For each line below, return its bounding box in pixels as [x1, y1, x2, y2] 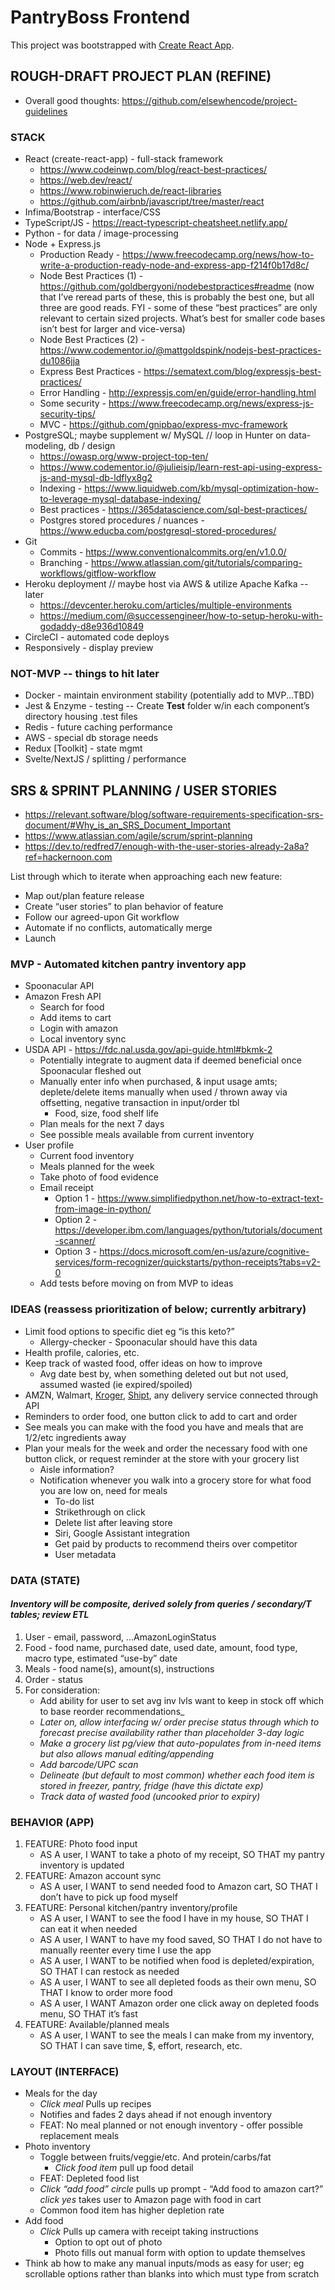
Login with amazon [39, 1022, 118, 1035]
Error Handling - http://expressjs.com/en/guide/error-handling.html [39, 387, 317, 399]
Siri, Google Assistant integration [54, 1527, 190, 1539]
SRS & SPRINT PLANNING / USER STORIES [10, 782, 278, 799]
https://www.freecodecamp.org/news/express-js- [108, 397, 315, 410]
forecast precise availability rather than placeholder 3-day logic [39, 1726, 305, 1738]
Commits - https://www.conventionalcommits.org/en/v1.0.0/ [39, 546, 287, 558]
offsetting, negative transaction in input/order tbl [39, 1097, 240, 1109]
